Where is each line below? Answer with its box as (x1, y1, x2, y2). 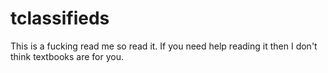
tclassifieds (10, 7, 110, 30)
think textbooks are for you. (10, 50, 124, 62)
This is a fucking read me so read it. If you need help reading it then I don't (10, 40, 318, 52)
